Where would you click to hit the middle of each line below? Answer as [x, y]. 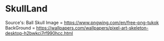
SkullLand [26, 9]
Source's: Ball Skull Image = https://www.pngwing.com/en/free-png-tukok [82, 22]
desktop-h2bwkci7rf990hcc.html [39, 33]
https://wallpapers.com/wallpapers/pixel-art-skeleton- [92, 27]
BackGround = [20, 27]
